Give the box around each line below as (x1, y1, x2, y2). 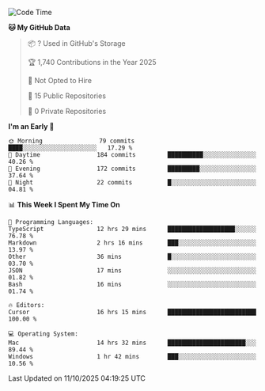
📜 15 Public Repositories (27, 91, 107, 101)
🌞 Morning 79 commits (8, 137, 135, 145)
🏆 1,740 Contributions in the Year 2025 (27, 58, 157, 66)
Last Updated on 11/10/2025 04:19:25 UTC (8, 374, 146, 383)
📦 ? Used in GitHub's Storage (27, 39, 127, 47)
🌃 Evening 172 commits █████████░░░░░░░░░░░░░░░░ (8, 165, 257, 173)
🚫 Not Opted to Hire (27, 76, 93, 85)
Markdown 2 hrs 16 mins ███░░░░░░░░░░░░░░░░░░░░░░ (8, 239, 257, 247)
